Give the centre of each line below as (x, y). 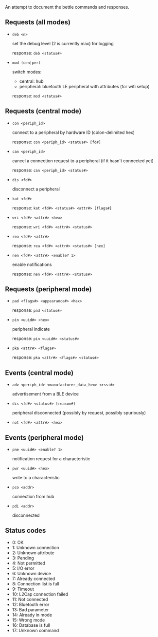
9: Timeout (23, 589)
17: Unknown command (35, 630)
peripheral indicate (31, 329)
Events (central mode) (39, 373)
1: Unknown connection (35, 547)
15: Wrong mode (28, 620)
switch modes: (27, 72)
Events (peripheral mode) (44, 438)
